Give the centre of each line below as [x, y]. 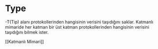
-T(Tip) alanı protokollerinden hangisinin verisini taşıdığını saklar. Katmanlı [79, 22]
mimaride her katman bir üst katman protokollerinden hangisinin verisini [77, 27]
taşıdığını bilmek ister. [27, 32]
